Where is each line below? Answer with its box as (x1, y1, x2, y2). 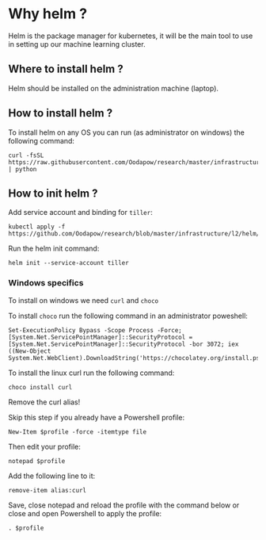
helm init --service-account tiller (8, 259, 129, 267)
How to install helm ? (8, 106, 113, 120)
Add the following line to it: (8, 471, 96, 481)
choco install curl (8, 383, 73, 391)
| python (8, 165, 37, 173)
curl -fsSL (8, 151, 44, 159)
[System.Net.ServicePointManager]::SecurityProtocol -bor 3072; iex (8, 340, 239, 348)
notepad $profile (8, 457, 66, 465)
